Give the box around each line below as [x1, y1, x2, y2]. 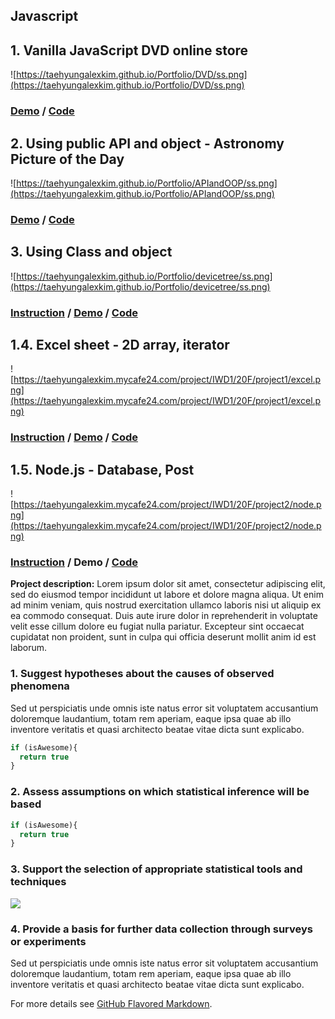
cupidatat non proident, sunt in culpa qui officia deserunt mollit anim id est [10, 631, 317, 643]
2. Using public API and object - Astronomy [10, 135, 285, 152]
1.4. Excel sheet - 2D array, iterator [10, 336, 230, 353]
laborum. [10, 642, 48, 654]
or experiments [10, 934, 87, 948]
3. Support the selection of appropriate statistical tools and [10, 862, 303, 876]
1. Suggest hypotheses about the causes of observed [10, 667, 275, 681]
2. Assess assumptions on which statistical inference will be [10, 785, 310, 799]
